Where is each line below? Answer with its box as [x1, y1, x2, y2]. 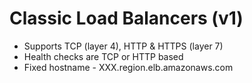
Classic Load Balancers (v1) [9, 7, 244, 30]
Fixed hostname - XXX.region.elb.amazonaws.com [23, 61, 234, 73]
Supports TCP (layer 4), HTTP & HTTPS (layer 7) [23, 40, 224, 52]
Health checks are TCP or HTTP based [23, 50, 184, 62]
